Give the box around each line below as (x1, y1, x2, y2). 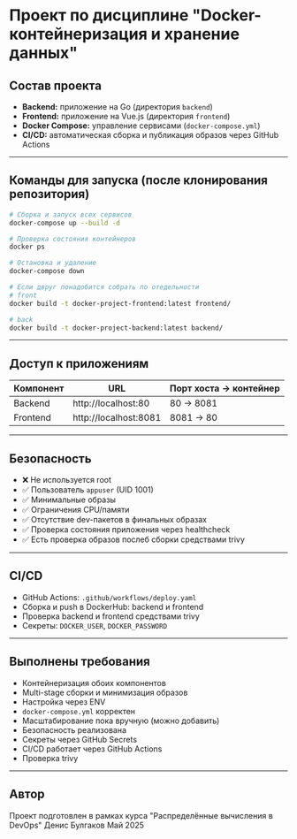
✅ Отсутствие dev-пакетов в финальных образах (21, 515, 208, 525)
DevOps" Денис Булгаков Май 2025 (9, 820, 144, 830)
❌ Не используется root (21, 475, 112, 485)
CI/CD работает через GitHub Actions (21, 744, 163, 754)
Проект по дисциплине (9, 5, 189, 26)
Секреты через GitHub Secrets (21, 734, 138, 744)
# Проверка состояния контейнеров (9, 234, 137, 243)
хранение (164, 24, 240, 44)
